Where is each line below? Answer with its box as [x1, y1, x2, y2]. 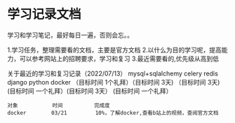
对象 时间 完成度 [7, 102, 110, 109]
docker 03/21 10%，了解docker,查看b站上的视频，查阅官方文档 [7, 109, 219, 116]
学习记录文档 [7, 6, 82, 22]
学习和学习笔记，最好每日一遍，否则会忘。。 [7, 31, 133, 39]
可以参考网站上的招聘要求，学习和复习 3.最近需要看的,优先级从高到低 [19, 54, 220, 63]
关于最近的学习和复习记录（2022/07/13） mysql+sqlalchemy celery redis [7, 69, 219, 78]
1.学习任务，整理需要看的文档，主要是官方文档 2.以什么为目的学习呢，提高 [7, 45, 222, 54]
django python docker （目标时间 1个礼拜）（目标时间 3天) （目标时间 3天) [7, 78, 220, 86]
